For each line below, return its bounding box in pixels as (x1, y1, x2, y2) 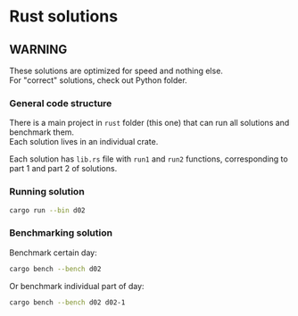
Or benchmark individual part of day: (9, 280, 145, 291)
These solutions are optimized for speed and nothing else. (9, 65, 223, 76)
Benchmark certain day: (9, 247, 97, 258)
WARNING (9, 42, 68, 57)
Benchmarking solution (9, 227, 113, 239)
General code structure (9, 96, 112, 109)
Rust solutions (9, 6, 119, 27)
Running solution (9, 186, 85, 198)
